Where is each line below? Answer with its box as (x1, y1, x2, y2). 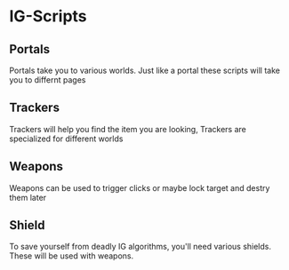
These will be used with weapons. (9, 250, 134, 261)
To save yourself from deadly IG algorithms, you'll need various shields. (9, 242, 272, 252)
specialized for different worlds (9, 133, 124, 144)
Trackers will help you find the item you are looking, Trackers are (9, 123, 246, 134)
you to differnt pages (9, 75, 86, 85)
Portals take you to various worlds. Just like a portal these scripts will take (9, 65, 280, 75)
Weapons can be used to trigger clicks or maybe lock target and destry (9, 182, 270, 193)
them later (9, 192, 47, 202)
